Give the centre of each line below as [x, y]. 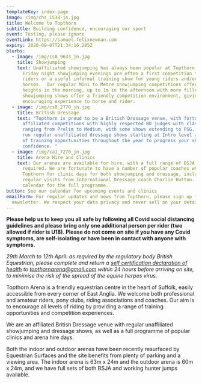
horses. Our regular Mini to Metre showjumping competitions [102, 85]
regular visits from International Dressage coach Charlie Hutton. [109, 180]
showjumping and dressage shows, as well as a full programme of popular [98, 331]
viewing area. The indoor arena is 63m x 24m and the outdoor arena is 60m [100, 362]
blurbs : [16, 51]
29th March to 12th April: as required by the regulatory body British [90, 257]
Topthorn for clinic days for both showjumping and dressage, [102, 174]
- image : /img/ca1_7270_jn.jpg [51, 152]
